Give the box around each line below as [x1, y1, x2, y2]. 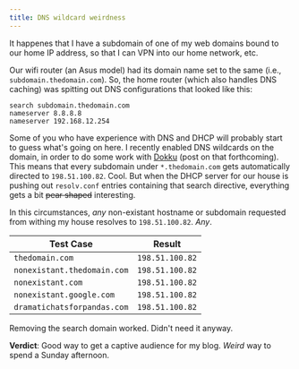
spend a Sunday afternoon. [9, 349, 110, 360]
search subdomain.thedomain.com [9, 100, 130, 110]
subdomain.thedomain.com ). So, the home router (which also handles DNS [9, 73, 278, 85]
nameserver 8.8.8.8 [9, 108, 82, 117]
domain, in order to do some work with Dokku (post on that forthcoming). [9, 151, 279, 162]
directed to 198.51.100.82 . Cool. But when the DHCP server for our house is [9, 170, 289, 181]
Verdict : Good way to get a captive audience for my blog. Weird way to [9, 339, 271, 350]
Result [153, 237, 182, 250]
